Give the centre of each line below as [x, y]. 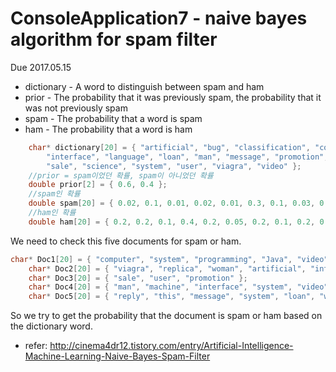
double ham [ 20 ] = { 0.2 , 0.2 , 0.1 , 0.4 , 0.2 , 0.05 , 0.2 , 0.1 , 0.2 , [172, 222]
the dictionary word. [51, 326]
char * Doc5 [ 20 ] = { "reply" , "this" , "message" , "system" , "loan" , [172, 297]
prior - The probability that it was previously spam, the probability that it [173, 97]
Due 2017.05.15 [41, 67]
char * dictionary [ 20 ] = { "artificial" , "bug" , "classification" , [169, 147]
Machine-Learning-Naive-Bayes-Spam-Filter [117, 356]
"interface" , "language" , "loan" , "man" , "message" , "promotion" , [187, 157]
